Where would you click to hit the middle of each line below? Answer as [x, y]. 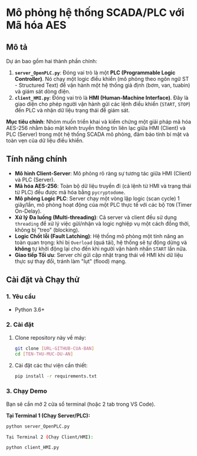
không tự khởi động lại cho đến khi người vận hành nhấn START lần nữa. [101, 249]
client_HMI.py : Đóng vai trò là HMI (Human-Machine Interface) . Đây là [101, 98]
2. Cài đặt [20, 325]
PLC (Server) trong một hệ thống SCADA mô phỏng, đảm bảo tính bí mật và [98, 134]
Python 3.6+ [30, 310]
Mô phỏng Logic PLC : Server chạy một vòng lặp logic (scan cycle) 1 [97, 198]
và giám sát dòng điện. [42, 91]
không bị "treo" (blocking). [47, 230]
